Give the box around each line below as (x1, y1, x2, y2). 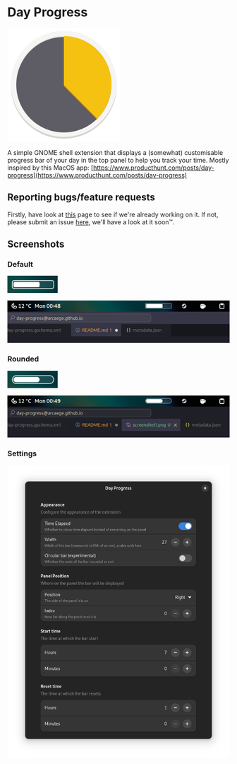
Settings (7, 448, 37, 458)
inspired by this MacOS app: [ (7, 163, 94, 172)
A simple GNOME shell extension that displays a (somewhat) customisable (7, 148, 224, 156)
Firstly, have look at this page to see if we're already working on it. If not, (7, 210, 219, 219)
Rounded (7, 354, 39, 364)
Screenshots (7, 238, 65, 250)
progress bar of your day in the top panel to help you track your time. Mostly (7, 156, 229, 164)
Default (7, 260, 34, 270)
